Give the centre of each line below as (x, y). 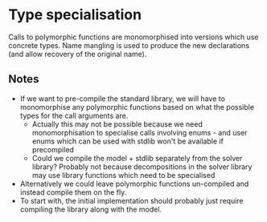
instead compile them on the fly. (73, 192)
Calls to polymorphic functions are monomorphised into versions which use (133, 37)
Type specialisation (75, 15)
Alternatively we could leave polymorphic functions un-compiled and (134, 184)
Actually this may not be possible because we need (117, 124)
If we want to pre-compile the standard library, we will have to (122, 99)
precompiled (53, 149)
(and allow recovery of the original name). (78, 54)
